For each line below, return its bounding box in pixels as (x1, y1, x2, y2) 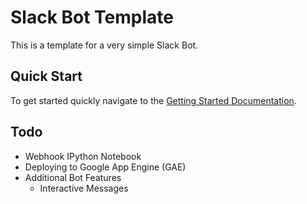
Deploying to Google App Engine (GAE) (24, 161, 187, 173)
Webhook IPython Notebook (24, 150, 142, 162)
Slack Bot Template (10, 6, 174, 29)
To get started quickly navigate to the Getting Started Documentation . (10, 94, 297, 106)
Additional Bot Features (24, 171, 122, 183)
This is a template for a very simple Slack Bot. (10, 39, 199, 51)
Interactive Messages (39, 182, 129, 194)
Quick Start (10, 68, 83, 85)
